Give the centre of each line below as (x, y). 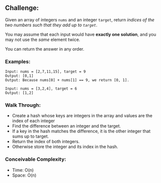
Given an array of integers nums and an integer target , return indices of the (80, 19)
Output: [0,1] (19, 76)
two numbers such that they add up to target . (51, 25)
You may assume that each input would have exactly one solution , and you (81, 34)
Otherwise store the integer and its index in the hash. (65, 147)
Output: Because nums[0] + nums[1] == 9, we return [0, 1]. (67, 80)
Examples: (18, 61)
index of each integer (33, 121)
